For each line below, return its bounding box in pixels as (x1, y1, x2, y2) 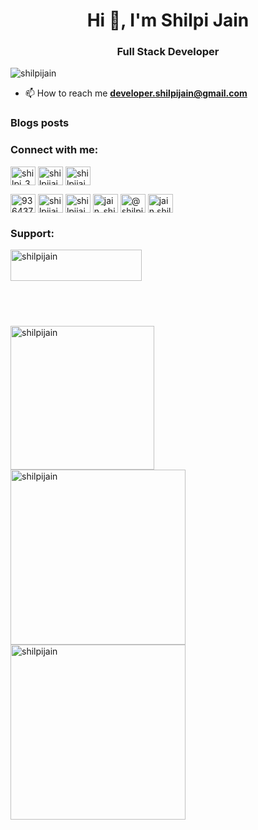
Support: (10, 226, 55, 240)
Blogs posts (10, 116, 70, 130)
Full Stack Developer (116, 45, 220, 59)
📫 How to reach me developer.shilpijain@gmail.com (24, 87, 248, 99)
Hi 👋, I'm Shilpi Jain (86, 9, 250, 32)
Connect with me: (10, 143, 99, 157)
